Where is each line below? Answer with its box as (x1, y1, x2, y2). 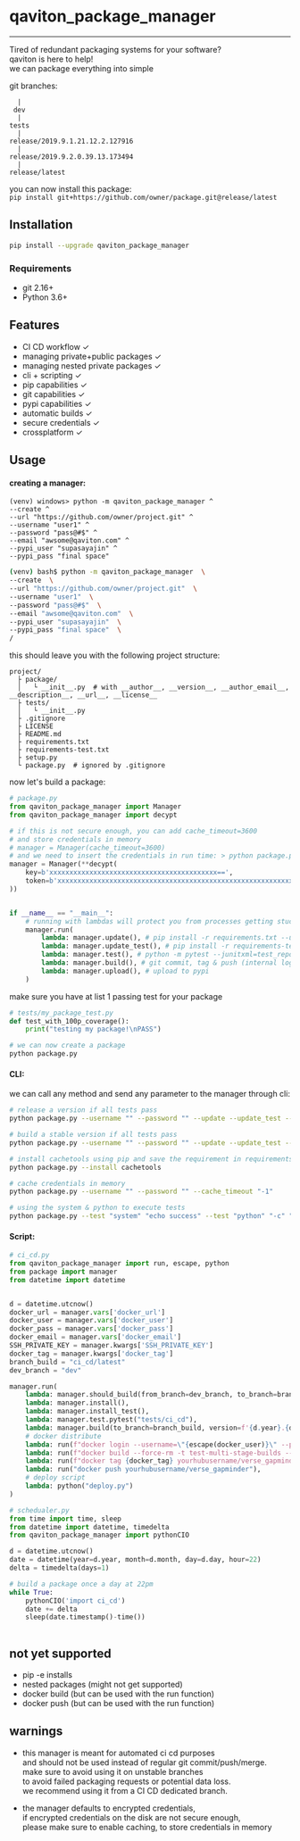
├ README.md (17, 730, 62, 739)
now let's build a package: (9, 776, 106, 787)
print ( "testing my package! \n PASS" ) (25, 1024, 162, 1034)
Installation (9, 217, 73, 233)
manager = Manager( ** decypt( (9, 859, 118, 869)
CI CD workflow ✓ (21, 341, 90, 352)
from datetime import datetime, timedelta (9, 1522, 170, 1531)
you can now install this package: (9, 183, 132, 194)
